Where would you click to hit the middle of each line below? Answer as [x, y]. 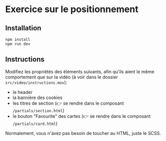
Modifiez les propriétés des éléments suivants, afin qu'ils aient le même [80, 71]
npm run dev [18, 44]
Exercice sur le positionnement [72, 9]
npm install [18, 39]
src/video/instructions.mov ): [36, 82]
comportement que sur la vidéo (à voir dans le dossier [61, 77]
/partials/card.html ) [35, 123]
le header [23, 92]
